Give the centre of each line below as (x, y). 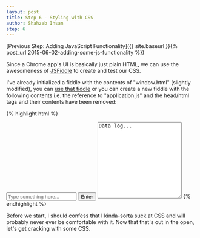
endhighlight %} (26, 204)
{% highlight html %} (32, 114)
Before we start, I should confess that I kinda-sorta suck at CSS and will (96, 216)
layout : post (23, 12)
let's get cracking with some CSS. (48, 229)
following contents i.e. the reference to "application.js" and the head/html (98, 95)
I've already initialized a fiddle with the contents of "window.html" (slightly (98, 83)
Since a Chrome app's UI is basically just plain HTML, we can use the (93, 64)
